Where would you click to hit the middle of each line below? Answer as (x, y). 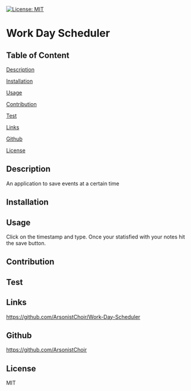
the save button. (26, 243)
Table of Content (38, 55)
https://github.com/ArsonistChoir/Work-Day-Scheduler (73, 316)
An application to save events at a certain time (63, 183)
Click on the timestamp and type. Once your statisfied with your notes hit (96, 237)
